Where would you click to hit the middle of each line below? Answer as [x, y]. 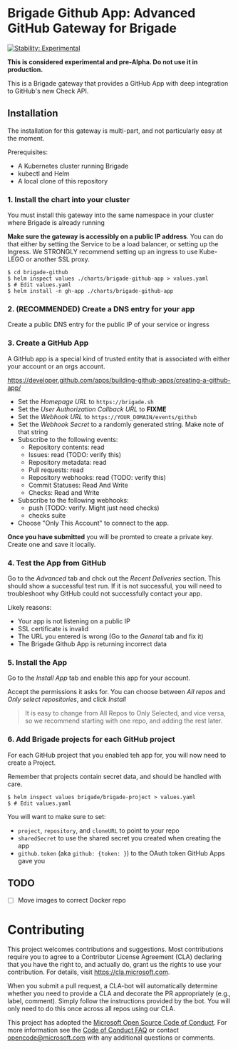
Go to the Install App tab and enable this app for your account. [99, 678]
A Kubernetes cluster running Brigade [73, 166]
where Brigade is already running [56, 223]
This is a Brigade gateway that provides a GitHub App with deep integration [118, 83]
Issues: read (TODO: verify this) [75, 454]
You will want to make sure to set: [57, 816]
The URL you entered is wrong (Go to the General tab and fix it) [111, 636]
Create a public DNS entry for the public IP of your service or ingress [109, 325]
